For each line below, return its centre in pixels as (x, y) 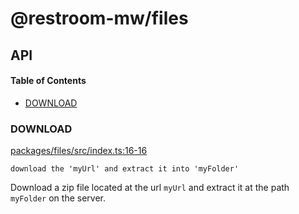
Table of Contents (48, 81)
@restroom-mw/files (99, 18)
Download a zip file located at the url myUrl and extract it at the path (150, 188)
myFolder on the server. (58, 198)
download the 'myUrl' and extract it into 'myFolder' (125, 169)
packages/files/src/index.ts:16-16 (79, 151)
